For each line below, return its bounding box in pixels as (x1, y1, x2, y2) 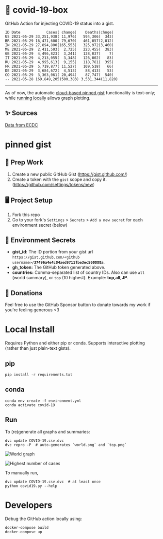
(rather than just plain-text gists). (5, 345, 71, 351)
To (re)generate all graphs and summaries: (5, 429, 90, 434)
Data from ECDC (5, 122, 38, 128)
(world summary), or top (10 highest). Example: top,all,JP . (12, 275, 129, 281)
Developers (5, 500, 52, 510)
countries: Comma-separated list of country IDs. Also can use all (12, 269, 145, 275)
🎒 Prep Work (5, 158, 44, 167)
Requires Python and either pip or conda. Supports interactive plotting (5, 340, 145, 346)
